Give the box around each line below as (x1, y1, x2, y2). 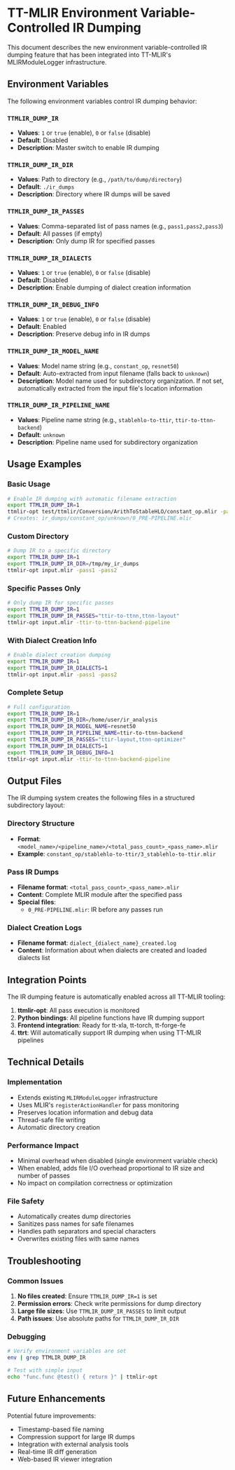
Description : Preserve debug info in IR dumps (17, 330, 150, 338)
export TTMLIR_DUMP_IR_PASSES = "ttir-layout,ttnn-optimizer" (7, 736, 187, 743)
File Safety (7, 1196, 45, 1206)
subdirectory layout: (7, 801, 65, 809)
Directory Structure (7, 818, 75, 828)
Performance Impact (7, 1140, 79, 1150)
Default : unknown (17, 430, 65, 439)
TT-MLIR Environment (7, 5, 138, 21)
